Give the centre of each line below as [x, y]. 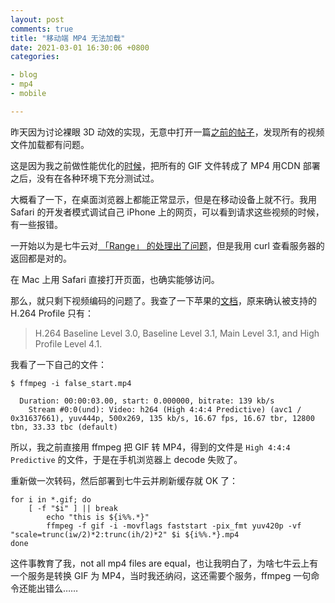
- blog [24, 75]
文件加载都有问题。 [50, 144]
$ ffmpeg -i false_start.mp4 [71, 383]
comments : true [42, 29]
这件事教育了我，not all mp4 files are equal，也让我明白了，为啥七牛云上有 [164, 563]
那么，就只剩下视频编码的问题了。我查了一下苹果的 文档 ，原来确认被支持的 [163, 300]
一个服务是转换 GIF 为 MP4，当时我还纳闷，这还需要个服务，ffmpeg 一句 [161, 575]
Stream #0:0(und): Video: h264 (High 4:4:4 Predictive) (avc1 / [165, 409]
